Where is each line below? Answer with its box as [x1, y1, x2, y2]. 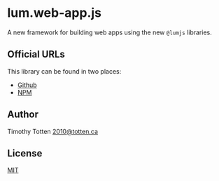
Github [17, 81, 37, 89]
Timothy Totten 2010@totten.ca [7, 127, 99, 135]
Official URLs [7, 48, 65, 60]
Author [7, 109, 38, 121]
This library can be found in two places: [7, 67, 122, 75]
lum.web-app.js [7, 5, 101, 21]
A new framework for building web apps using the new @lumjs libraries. [7, 28, 212, 36]
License [7, 147, 43, 159]
